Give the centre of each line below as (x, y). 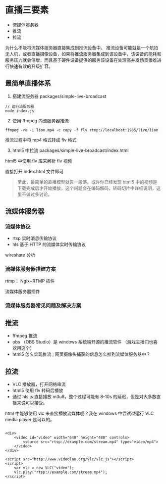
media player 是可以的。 (30, 420)
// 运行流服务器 (20, 106)
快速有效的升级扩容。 (31, 66)
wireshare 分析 (20, 255)
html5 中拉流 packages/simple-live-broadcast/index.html (70, 150)
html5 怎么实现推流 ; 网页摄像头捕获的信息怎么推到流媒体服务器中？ (81, 354)
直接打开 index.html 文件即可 (34, 171)
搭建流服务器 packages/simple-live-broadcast (59, 96)
